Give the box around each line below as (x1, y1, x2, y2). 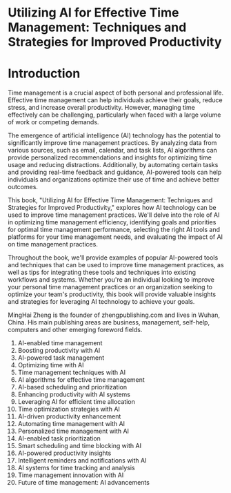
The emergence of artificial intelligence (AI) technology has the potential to (8, 131, 221, 139)
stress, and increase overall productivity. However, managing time (8, 104, 195, 112)
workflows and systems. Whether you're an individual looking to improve (8, 275, 214, 284)
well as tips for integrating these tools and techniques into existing (8, 268, 196, 277)
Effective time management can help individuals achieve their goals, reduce (8, 96, 223, 104)
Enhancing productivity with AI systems (17, 390, 130, 398)
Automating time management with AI (17, 420, 125, 428)
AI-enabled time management (17, 339, 103, 347)
